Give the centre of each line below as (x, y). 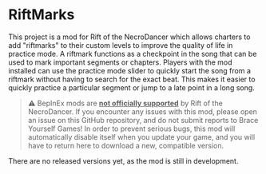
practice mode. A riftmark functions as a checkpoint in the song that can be (133, 53)
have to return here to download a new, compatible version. (126, 145)
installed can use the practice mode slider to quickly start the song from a (130, 70)
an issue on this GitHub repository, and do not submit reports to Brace (143, 120)
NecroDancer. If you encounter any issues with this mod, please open (143, 111)
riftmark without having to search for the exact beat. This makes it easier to (132, 79)
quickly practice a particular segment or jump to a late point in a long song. (132, 87)
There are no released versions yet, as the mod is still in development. (123, 160)
